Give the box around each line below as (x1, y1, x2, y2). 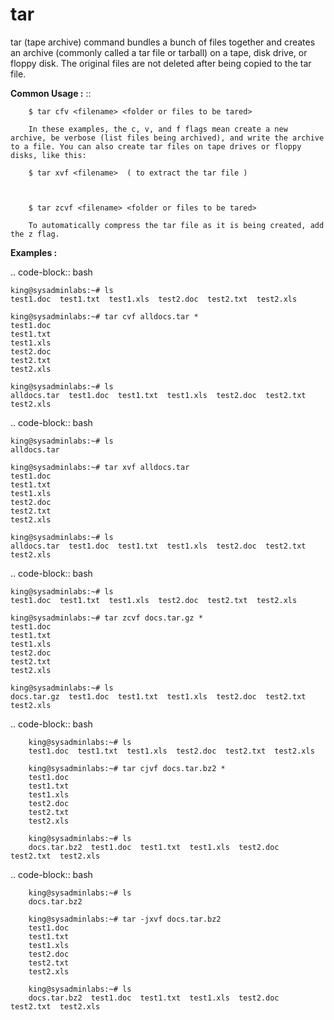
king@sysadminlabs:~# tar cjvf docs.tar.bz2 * (28, 763, 226, 773)
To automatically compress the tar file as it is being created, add (28, 220, 325, 230)
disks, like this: (10, 150, 87, 160)
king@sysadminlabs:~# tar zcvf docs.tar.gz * (10, 613, 203, 623)
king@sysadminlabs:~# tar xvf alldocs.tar (10, 462, 190, 472)
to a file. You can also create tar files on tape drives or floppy (10, 141, 302, 152)
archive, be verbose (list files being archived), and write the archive (10, 133, 325, 143)
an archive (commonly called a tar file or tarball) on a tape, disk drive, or (10, 46, 308, 58)
